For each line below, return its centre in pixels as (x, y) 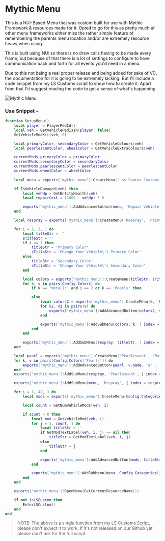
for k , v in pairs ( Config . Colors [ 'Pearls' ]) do (63, 360)
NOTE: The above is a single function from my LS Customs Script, (84, 523)
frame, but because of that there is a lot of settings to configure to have (77, 58)
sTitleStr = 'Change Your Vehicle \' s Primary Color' (86, 252)
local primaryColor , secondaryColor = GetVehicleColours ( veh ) (79, 143)
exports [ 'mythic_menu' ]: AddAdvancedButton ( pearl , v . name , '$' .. (91, 365)
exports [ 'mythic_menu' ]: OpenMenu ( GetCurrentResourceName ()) (77, 491)
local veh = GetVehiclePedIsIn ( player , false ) (62, 130)
